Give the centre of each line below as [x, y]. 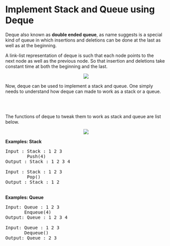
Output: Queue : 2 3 [31, 238]
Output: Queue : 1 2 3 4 [36, 217]
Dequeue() [36, 233]
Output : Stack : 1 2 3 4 [38, 161]
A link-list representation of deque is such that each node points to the [80, 55]
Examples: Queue [25, 197]
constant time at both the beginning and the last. [57, 66]
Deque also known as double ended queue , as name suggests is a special [84, 34]
